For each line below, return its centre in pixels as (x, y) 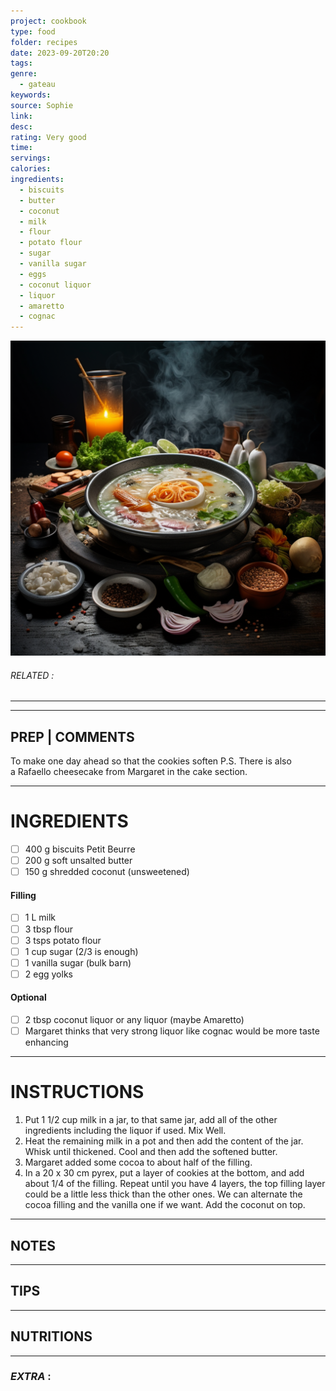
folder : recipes (44, 42)
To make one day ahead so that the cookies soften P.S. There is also (151, 761)
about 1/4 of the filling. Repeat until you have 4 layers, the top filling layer (175, 1184)
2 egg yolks (48, 974)
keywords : (31, 95)
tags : (21, 63)
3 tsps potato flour (63, 940)
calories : (31, 169)
